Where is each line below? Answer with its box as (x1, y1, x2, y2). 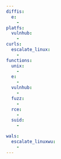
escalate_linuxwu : (11, 139, 56, 144)
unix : (11, 63, 25, 69)
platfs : (6, 25, 25, 31)
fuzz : (11, 95, 25, 101)
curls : (6, 42, 22, 47)
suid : (11, 117, 25, 123)
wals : (6, 133, 19, 139)
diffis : (6, 8, 25, 15)
